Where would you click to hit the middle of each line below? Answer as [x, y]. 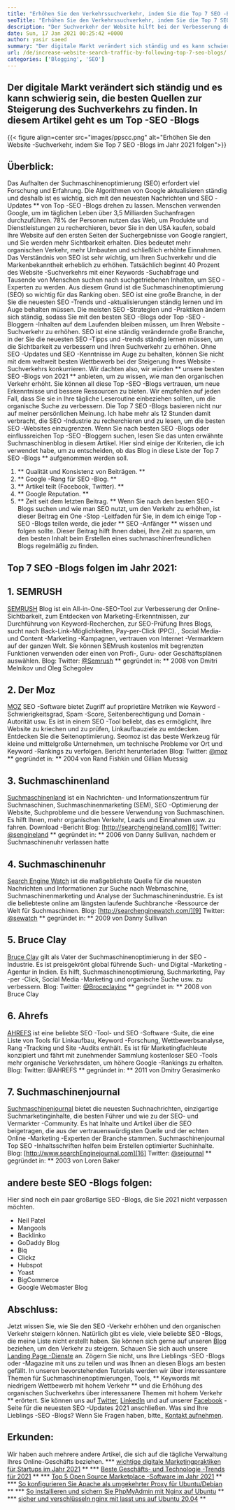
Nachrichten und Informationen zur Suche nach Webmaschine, [98, 889]
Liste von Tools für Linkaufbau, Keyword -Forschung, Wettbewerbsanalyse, [116, 1040]
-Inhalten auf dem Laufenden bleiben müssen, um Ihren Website [127, 324]
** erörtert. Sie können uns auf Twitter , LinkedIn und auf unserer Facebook [115, 1401]
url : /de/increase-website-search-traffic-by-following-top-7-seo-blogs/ [117, 53]
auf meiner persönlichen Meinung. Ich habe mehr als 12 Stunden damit [109, 414]
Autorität [20, 721]
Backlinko [31, 1235]
